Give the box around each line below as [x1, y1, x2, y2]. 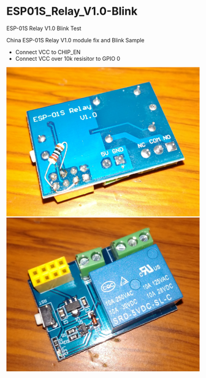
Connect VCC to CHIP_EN [15, 48, 81, 56]
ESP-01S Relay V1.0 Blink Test [6, 25, 82, 32]
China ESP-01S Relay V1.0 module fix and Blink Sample [6, 36, 145, 44]
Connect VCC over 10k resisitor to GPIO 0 [15, 55, 121, 62]
